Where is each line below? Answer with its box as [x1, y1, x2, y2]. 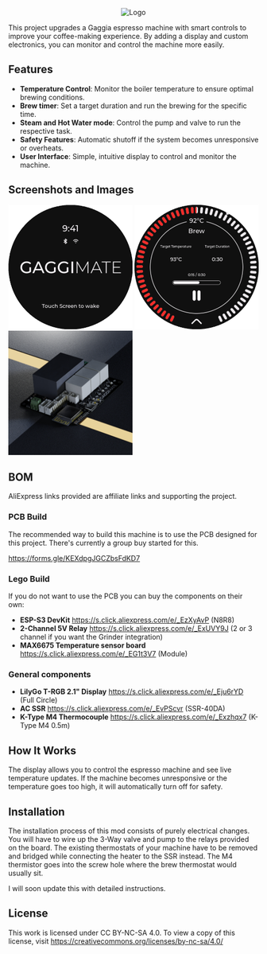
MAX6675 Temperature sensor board [19, 641, 146, 650]
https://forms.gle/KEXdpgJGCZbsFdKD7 [8, 553, 141, 563]
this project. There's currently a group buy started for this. [8, 538, 199, 547]
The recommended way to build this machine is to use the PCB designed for [8, 529, 257, 539]
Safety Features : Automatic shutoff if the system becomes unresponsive [19, 134, 259, 144]
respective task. [19, 126, 73, 135]
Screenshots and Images [8, 183, 134, 197]
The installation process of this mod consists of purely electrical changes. [8, 826, 250, 835]
